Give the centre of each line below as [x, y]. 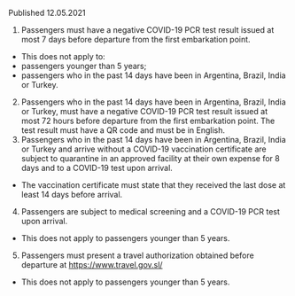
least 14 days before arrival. [72, 195]
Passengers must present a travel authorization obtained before [137, 255]
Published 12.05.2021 [47, 13]
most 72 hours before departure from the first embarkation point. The [148, 121]
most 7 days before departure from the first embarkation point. [136, 39]
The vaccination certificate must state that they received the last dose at [153, 185]
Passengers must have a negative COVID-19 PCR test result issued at [147, 30]
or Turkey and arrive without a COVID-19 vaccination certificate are [144, 149]
